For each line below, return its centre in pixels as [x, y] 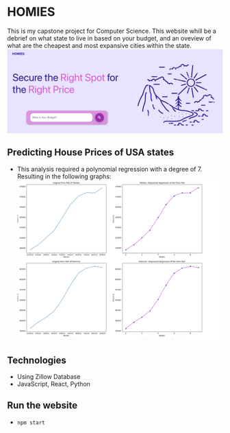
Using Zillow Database [49, 377]
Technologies [37, 360]
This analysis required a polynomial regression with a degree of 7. [110, 169]
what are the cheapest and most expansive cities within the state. [99, 45]
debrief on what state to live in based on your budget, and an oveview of [110, 38]
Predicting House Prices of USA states [91, 153]
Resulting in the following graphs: [64, 176]
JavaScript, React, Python [54, 384]
